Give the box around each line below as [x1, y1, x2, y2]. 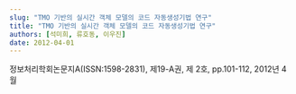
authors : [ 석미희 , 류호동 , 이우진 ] [9, 30, 126, 38]
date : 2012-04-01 [9, 38, 75, 47]
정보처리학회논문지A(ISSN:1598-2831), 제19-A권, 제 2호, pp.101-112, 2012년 [9, 64, 280, 74]
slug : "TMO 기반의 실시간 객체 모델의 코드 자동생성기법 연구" [9, 13, 212, 22]
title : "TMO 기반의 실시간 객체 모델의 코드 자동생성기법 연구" [9, 21, 217, 30]
